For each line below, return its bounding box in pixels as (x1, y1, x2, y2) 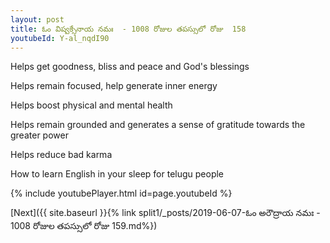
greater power (10, 129, 69, 141)
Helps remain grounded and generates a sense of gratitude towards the (10, 119, 306, 131)
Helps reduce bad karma (10, 149, 113, 161)
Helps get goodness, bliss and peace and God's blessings (10, 61, 250, 73)
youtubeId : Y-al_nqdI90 (10, 33, 110, 43)
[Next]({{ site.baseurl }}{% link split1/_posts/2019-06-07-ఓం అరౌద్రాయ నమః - (10, 207, 321, 219)
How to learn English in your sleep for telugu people (10, 168, 225, 180)
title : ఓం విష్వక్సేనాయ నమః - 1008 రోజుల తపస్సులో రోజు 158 (10, 24, 247, 34)
